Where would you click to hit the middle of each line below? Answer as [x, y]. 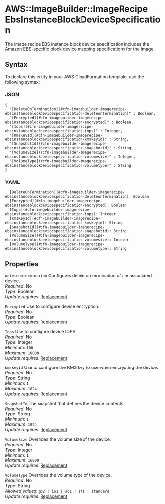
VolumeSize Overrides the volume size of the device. [58, 439]
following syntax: [22, 82]
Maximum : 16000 [22, 460]
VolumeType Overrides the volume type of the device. [59, 475]
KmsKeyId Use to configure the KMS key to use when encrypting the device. [82, 367]
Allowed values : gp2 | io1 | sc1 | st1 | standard [57, 491]
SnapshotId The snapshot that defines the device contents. [65, 404]
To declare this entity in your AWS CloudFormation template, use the [75, 76]
